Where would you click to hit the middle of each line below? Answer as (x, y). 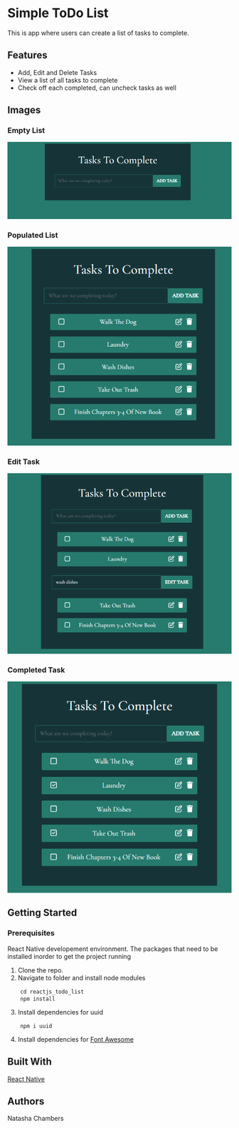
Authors (26, 1101)
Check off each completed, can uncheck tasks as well (97, 88)
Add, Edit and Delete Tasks (57, 72)
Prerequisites (31, 933)
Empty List (26, 131)
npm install (38, 999)
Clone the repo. (41, 970)
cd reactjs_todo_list (52, 992)
